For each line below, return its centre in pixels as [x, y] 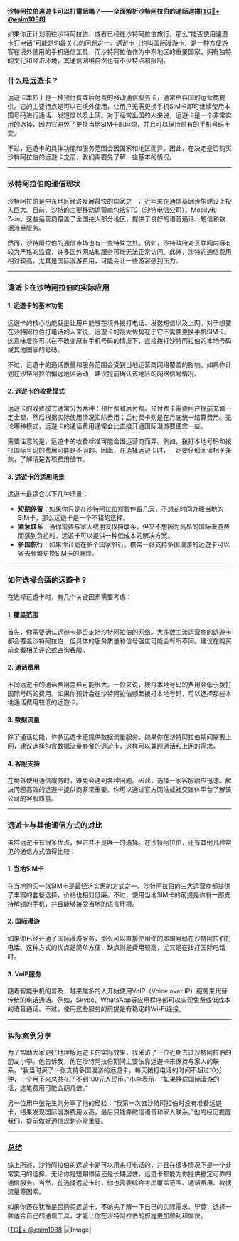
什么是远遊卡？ [33, 80]
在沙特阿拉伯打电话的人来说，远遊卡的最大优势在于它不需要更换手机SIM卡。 [119, 332]
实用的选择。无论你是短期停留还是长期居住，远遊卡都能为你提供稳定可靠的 [122, 1173]
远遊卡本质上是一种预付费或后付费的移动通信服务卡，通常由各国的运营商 [113, 97]
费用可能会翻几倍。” [60, 1088]
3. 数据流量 [24, 720]
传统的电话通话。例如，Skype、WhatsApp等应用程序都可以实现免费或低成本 [119, 1000]
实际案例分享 [30, 1036]
